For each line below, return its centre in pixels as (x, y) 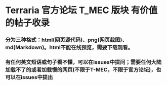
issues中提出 (37, 77)
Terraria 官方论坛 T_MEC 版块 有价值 (81, 10)
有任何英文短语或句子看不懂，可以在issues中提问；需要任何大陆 (83, 62)
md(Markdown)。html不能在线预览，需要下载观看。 (69, 47)
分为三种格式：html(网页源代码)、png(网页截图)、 (66, 40)
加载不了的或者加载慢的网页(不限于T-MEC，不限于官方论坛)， (81, 70)
